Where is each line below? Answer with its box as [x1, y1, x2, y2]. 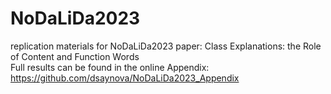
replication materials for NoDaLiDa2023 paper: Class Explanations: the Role [10, 40, 322, 52]
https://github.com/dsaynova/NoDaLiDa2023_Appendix [10, 72, 240, 84]
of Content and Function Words [10, 50, 140, 62]
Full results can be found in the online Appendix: [10, 61, 210, 73]
